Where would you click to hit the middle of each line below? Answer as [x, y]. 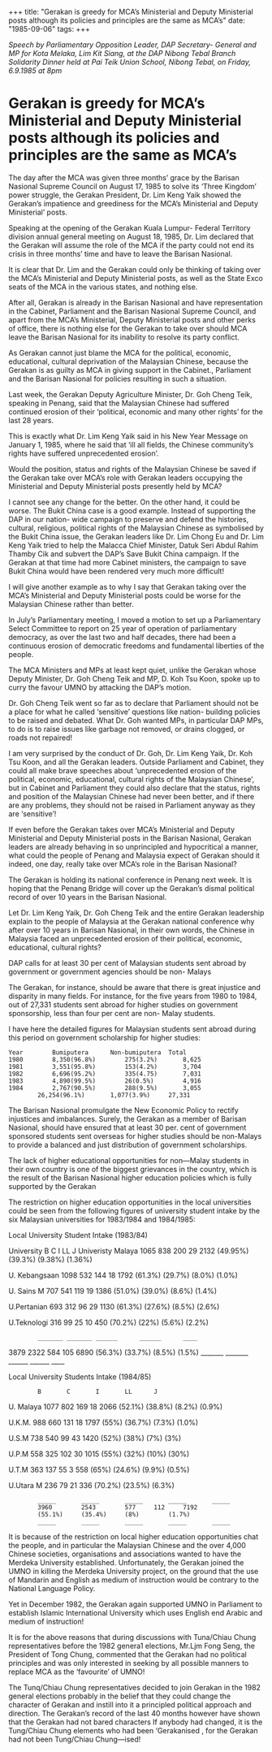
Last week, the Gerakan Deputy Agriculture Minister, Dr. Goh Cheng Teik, [131, 394]
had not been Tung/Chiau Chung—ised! [75, 1739]
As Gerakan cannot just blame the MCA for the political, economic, [120, 353]
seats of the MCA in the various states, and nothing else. [103, 287]
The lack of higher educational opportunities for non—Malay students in [129, 1160]
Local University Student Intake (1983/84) [78, 1235]
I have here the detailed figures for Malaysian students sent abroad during [132, 1029]
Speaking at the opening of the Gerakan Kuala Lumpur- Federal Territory [130, 227]
